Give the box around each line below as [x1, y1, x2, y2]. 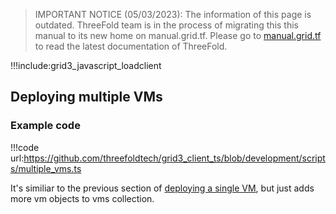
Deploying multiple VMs [10, 89, 163, 106]
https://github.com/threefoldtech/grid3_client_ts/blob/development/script [23, 152, 326, 164]
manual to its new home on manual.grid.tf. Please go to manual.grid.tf [34, 30, 322, 41]
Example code [10, 119, 81, 133]
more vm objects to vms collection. [10, 192, 155, 204]
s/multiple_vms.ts [10, 162, 82, 174]
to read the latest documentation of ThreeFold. [34, 40, 228, 52]
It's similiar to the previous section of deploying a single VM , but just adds [10, 182, 315, 194]
